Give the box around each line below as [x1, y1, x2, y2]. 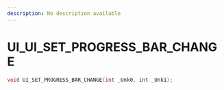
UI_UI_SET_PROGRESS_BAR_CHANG [7, 39, 218, 55]
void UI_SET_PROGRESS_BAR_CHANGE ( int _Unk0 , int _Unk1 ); [7, 76, 173, 83]
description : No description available [7, 10, 121, 17]
